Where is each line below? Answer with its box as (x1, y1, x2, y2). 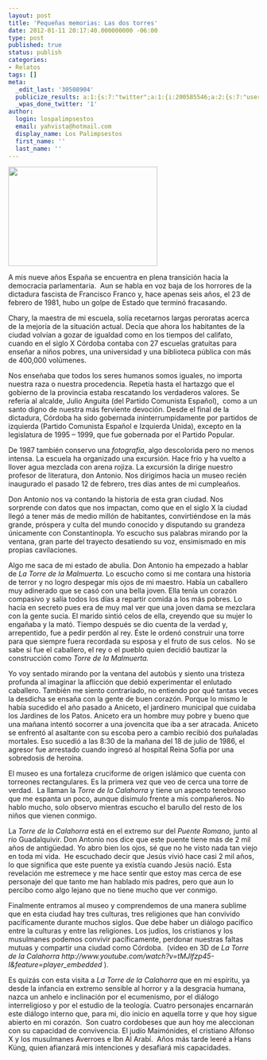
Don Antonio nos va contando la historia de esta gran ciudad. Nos (8, 494, 224, 505)
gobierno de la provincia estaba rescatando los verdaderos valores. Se (8, 388, 240, 397)
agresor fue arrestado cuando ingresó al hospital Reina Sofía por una (8, 745, 234, 755)
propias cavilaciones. (8, 545, 78, 555)
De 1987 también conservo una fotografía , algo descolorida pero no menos (8, 446, 254, 455)
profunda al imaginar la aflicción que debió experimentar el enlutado (8, 677, 232, 687)
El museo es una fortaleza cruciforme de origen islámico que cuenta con (8, 768, 246, 779)
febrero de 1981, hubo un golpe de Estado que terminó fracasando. (8, 298, 228, 308)
